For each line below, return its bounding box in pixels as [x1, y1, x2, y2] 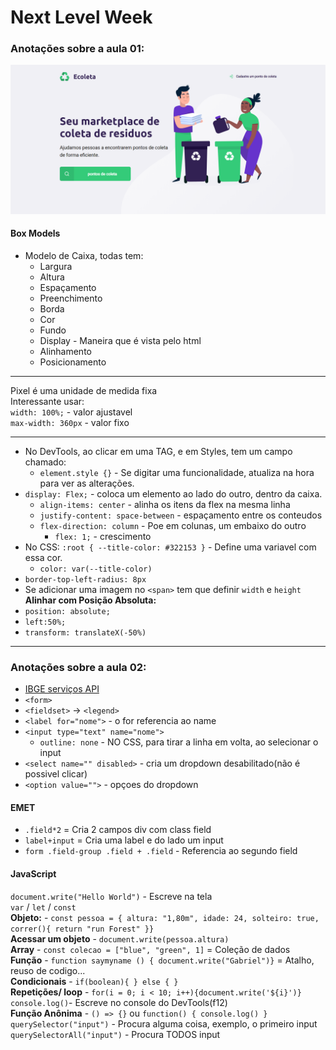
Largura [39, 260, 73, 272]
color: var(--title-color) [39, 564, 153, 574]
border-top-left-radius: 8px [24, 574, 147, 585]
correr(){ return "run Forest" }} [10, 924, 155, 934]
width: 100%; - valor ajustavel [10, 406, 133, 418]
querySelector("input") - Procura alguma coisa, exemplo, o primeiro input [10, 1017, 318, 1030]
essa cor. [24, 551, 63, 563]
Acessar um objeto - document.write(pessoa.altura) [10, 932, 230, 945]
